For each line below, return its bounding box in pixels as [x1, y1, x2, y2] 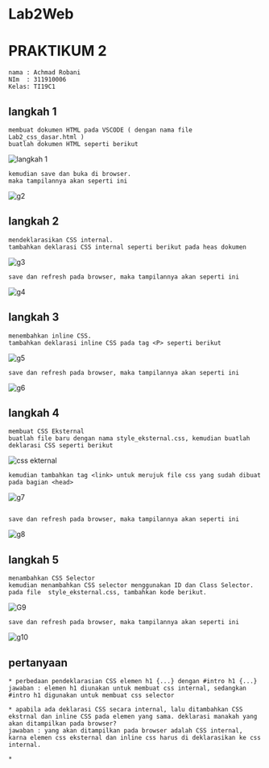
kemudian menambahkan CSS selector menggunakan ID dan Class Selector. [8, 581, 254, 590]
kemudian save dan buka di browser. [8, 170, 131, 178]
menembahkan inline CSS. [8, 332, 92, 340]
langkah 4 [8, 405, 60, 420]
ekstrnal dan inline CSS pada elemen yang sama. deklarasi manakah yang [8, 712, 258, 720]
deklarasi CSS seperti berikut [8, 442, 114, 450]
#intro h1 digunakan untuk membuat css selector [8, 691, 175, 699]
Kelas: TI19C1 [8, 82, 56, 91]
